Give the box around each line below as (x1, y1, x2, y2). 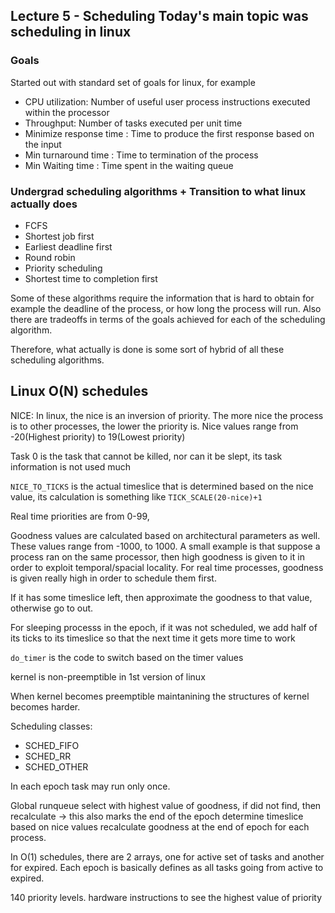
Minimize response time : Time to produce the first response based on (24, 127, 315, 139)
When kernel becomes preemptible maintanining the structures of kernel (10, 690, 310, 702)
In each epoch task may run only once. (10, 780, 171, 792)
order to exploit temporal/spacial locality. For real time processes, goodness (10, 561, 324, 573)
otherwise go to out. (10, 602, 94, 614)
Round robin (24, 251, 76, 263)
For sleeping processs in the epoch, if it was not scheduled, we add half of (10, 621, 318, 633)
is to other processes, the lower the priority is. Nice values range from (10, 420, 299, 432)
